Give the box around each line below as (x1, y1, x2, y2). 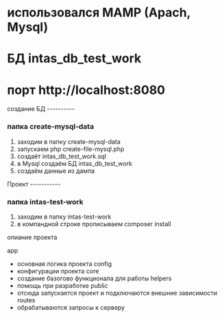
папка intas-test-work (7, 197, 84, 206)
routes (16, 296, 36, 304)
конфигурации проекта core (16, 267, 99, 275)
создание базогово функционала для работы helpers (16, 274, 172, 282)
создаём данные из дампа (16, 167, 95, 175)
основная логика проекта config (16, 259, 112, 268)
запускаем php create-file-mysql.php (16, 145, 125, 153)
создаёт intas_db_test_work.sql (16, 152, 106, 160)
